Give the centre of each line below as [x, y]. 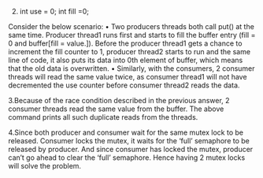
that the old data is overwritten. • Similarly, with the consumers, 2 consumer [131, 69]
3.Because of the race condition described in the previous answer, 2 [119, 100]
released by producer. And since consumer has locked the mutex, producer [131, 149]
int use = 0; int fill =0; [54, 11]
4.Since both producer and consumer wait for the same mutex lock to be [126, 132]
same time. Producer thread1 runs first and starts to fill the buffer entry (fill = [132, 35]
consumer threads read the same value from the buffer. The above [116, 109]
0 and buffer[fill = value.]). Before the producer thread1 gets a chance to [125, 43]
